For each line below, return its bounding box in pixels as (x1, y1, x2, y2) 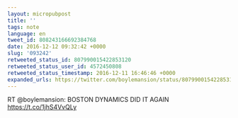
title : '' (7, 17, 37, 24)
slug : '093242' (7, 50, 52, 57)
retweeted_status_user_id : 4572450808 (7, 63, 122, 70)
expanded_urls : (7, 76, 52, 83)
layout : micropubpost (7, 10, 72, 18)
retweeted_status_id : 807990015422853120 (7, 57, 132, 64)
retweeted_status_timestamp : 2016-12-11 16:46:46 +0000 (7, 69, 176, 76)
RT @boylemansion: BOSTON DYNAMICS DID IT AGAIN (7, 95, 169, 104)
